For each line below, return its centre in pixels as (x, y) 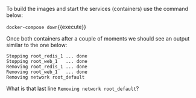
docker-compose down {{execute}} (46, 27)
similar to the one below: (37, 45)
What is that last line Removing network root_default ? (73, 88)
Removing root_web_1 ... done (47, 72)
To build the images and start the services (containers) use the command (97, 9)
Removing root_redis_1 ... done (47, 67)
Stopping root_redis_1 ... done (47, 56)
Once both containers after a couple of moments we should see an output (98, 38)
